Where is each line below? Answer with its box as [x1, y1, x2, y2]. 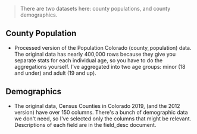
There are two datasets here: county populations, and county [20, 5, 171, 12]
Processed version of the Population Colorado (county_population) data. [14, 44, 192, 51]
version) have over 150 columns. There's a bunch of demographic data [14, 109, 188, 116]
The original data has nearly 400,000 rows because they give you [14, 50, 176, 58]
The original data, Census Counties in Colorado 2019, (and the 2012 [14, 102, 180, 109]
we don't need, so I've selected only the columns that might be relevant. [14, 115, 192, 122]
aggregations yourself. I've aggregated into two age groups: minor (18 [14, 63, 186, 70]
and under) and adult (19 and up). [14, 69, 96, 76]
